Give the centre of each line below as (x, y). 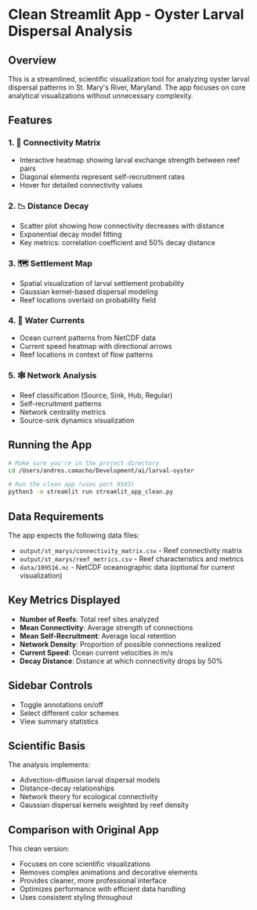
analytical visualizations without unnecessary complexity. (101, 95)
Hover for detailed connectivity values (81, 185)
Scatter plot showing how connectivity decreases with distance (122, 226)
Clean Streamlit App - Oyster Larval (126, 15)
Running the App (50, 445)
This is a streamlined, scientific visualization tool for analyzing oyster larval (129, 79)
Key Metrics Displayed (64, 600)
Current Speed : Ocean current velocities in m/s (96, 652)
